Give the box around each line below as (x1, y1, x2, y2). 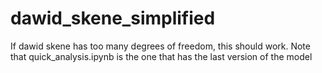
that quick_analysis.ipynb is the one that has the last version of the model (10, 50, 313, 62)
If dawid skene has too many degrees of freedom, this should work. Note (10, 40, 311, 52)
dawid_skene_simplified (10, 7, 216, 30)
